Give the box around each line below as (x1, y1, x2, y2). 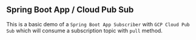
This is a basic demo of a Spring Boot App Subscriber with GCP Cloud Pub (6, 20, 190, 27)
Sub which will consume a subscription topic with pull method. (6, 27, 163, 34)
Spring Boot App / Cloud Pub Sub (6, 5, 134, 15)
